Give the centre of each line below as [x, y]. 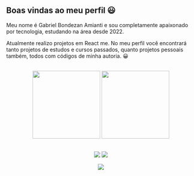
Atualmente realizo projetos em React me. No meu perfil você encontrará [97, 43]
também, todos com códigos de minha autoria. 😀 [68, 56]
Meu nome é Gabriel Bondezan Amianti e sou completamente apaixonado [97, 25]
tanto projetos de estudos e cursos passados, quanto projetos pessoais [95, 49]
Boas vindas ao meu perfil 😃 [61, 11]
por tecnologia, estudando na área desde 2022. [65, 31]
